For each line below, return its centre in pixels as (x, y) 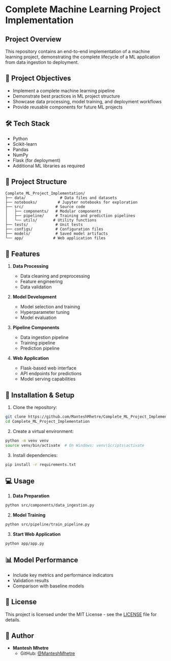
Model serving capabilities (48, 379)
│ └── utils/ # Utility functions (51, 220)
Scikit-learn (25, 144)
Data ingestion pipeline (44, 337)
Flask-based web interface (48, 368)
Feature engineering (41, 282)
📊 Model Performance (42, 560)
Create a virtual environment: (43, 431)
